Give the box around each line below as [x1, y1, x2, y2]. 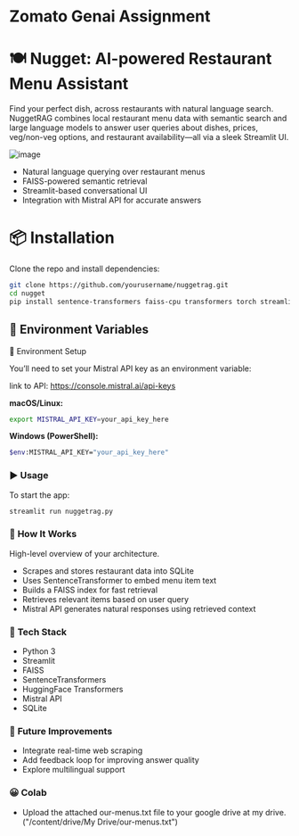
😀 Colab [9, 787, 47, 799]
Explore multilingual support [21, 765, 125, 775]
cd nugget [9, 288, 46, 298]
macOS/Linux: [9, 397, 64, 408]
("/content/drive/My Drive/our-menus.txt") [21, 816, 178, 827]
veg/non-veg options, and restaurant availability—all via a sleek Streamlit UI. [9, 132, 289, 143]
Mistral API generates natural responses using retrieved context [21, 603, 256, 614]
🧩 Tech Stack [9, 625, 68, 638]
